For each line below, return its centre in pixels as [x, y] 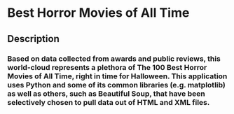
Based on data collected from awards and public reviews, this [114, 59]
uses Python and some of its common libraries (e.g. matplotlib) [117, 85]
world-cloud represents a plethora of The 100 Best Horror [107, 67]
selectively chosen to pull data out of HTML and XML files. [109, 102]
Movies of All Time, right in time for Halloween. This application [117, 76]
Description [33, 39]
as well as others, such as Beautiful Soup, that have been [106, 94]
